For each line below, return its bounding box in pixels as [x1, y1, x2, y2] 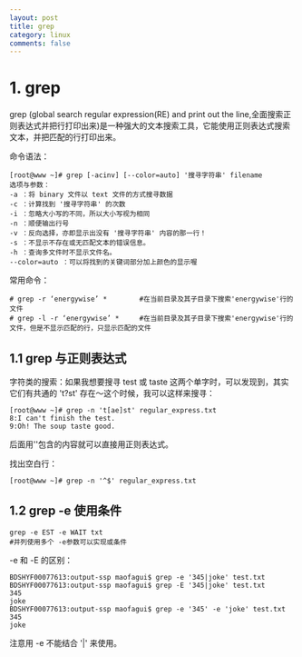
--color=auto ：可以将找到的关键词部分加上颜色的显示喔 [9, 258, 198, 267]
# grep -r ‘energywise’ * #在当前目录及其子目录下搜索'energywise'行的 [9, 294, 294, 304]
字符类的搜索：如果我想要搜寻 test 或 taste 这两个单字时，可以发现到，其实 [9, 376, 289, 387]
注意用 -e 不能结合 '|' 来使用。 [9, 637, 122, 648]
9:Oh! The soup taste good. [9, 422, 116, 431]
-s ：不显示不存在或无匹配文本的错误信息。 [9, 238, 151, 248]
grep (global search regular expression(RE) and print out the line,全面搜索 [9, 109, 284, 120]
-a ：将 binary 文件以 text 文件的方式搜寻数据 [9, 190, 174, 200]
